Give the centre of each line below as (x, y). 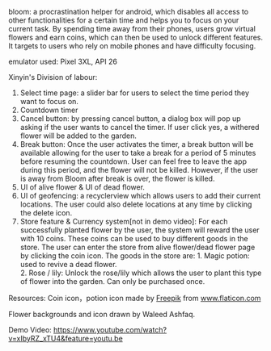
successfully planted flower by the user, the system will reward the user (140, 230)
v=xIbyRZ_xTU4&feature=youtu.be (66, 338)
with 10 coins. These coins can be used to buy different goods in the (134, 238)
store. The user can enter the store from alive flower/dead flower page (138, 247)
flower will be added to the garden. (78, 136)
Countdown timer (49, 110)
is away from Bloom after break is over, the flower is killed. (117, 178)
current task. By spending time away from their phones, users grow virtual (132, 29)
